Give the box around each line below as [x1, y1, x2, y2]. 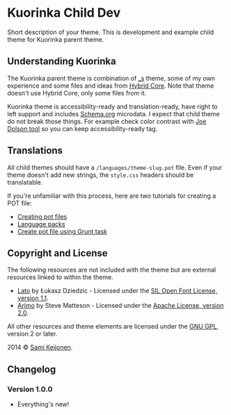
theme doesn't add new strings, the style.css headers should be [7, 171, 194, 179]
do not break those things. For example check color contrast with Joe [7, 117, 207, 125]
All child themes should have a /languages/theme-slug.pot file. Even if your [7, 163, 223, 171]
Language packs [17, 219, 65, 228]
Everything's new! [17, 400, 70, 409]
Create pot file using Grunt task [17, 227, 108, 235]
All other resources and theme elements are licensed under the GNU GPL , [7, 322, 219, 331]
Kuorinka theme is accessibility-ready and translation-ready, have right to [7, 102, 218, 111]
